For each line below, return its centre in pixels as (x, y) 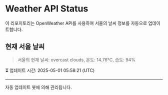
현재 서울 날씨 (25, 47)
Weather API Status (47, 9)
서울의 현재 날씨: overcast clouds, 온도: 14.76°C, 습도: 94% (76, 59)
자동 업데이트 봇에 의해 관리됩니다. (38, 87)
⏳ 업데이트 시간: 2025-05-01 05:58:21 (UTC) (50, 70)
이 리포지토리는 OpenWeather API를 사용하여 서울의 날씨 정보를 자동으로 (76, 23)
